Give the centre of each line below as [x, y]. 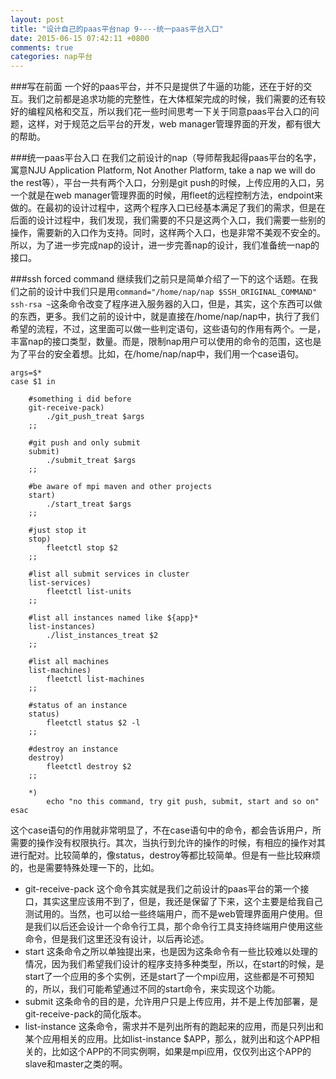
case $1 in [33, 382]
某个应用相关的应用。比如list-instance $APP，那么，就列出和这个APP [168, 1039]
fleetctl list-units [89, 592]
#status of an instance [78, 706]
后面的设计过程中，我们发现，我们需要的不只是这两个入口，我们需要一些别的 [168, 220]
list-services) [60, 583]
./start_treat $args [89, 504]
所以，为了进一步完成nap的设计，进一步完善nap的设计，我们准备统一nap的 [165, 245]
